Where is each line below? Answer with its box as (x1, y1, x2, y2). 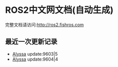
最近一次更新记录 (5, 37, 58, 46)
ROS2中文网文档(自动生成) (5, 4, 114, 16)
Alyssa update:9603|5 (12, 51, 58, 57)
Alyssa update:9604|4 (12, 56, 59, 62)
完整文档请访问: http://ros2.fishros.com (5, 22, 84, 28)
